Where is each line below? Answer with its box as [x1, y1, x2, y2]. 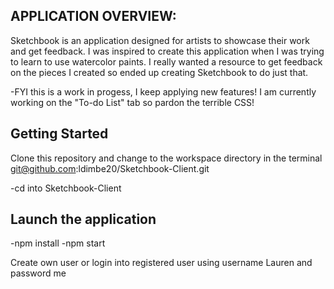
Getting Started [10, 125, 109, 143]
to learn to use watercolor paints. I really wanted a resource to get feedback [10, 55, 323, 68]
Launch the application [10, 211, 157, 228]
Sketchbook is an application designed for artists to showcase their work [10, 34, 310, 46]
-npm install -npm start [10, 237, 106, 249]
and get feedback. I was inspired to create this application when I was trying [10, 45, 325, 57]
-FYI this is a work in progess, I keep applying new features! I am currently [10, 85, 317, 98]
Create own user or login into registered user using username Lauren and [10, 257, 313, 269]
